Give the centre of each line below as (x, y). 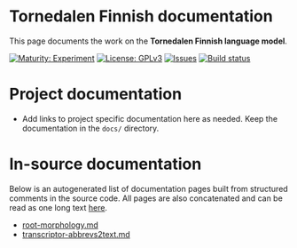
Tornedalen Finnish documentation (141, 16)
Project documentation (96, 94)
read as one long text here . (59, 207)
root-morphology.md (60, 225)
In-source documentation (106, 164)
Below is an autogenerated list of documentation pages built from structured (148, 188)
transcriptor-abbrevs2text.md (76, 234)
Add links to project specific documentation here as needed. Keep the (149, 118)
